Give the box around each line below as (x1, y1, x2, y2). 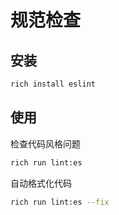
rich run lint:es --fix (10, 197, 110, 207)
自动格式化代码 (10, 177, 72, 189)
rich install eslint (10, 79, 97, 89)
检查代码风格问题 (10, 137, 81, 150)
